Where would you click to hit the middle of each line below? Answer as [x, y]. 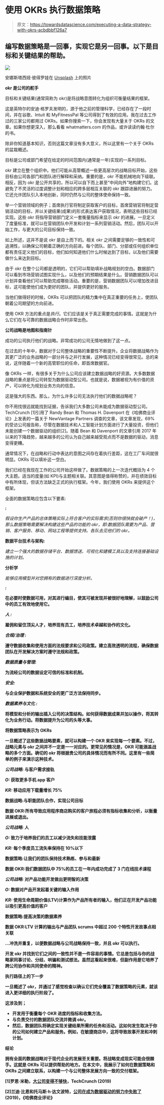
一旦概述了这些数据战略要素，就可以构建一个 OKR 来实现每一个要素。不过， [81, 740]
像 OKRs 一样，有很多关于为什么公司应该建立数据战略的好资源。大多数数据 [80, 373]
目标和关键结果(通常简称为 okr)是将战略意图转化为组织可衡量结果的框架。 [79, 98]
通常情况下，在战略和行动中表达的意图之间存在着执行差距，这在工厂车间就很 [82, 453]
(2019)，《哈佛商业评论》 [30, 1097]
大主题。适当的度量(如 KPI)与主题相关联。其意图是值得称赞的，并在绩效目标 [81, 476]
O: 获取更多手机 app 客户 [30, 779]
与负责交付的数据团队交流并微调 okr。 [50, 1019]
